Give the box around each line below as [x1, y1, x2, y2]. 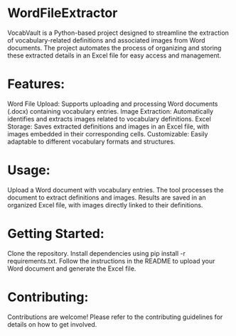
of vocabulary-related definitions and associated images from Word [7, 36, 205, 44]
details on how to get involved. [7, 320, 97, 328]
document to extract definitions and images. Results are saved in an [7, 193, 206, 202]
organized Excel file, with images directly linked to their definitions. [7, 200, 203, 209]
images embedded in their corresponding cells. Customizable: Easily [7, 129, 208, 138]
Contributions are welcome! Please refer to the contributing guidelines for [7, 313, 223, 321]
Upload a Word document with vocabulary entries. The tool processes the [7, 185, 224, 194]
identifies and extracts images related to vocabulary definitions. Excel [7, 114, 211, 123]
